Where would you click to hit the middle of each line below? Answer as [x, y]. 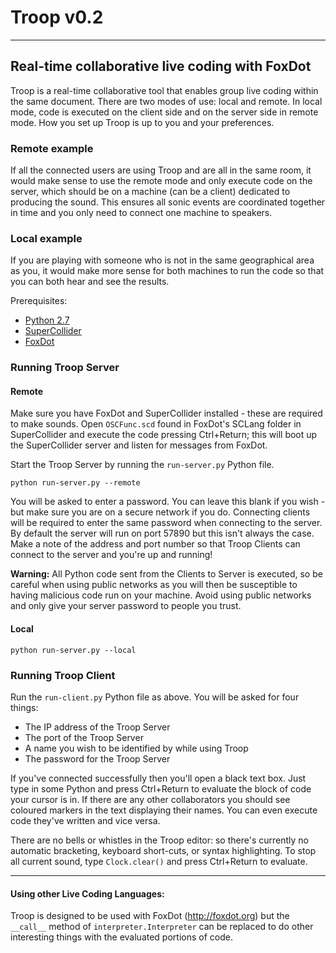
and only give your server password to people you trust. [126, 606]
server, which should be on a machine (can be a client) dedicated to [150, 192]
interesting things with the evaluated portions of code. [121, 937]
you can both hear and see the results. [90, 282]
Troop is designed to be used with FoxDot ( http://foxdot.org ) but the [150, 916]
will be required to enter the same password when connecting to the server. [166, 523]
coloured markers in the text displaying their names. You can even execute [164, 810]
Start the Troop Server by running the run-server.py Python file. [142, 465]
